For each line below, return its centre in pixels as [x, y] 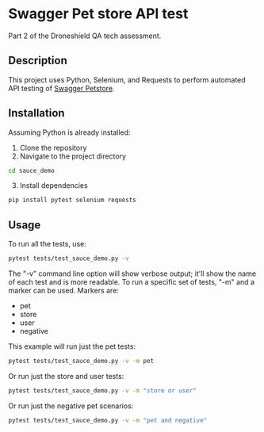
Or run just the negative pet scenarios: [71, 406]
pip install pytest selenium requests [72, 200]
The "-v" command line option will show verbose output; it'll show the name [132, 273]
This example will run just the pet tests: [72, 346]
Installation [36, 113]
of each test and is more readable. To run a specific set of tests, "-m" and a [132, 282]
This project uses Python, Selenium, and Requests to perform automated [127, 79]
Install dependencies [54, 185]
